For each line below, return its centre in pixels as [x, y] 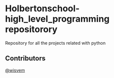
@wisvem [15, 70]
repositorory [31, 29]
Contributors [25, 59]
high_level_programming [57, 19]
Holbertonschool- [42, 9]
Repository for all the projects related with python [56, 43]
